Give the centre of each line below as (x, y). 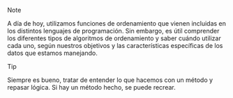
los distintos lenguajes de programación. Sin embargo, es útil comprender (113, 31)
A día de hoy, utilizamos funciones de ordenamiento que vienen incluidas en (117, 23)
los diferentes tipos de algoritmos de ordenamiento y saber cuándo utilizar (114, 38)
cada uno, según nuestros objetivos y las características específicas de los (115, 46)
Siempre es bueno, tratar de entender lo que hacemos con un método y (110, 80)
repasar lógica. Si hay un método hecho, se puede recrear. (91, 87)
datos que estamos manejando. (52, 53)
